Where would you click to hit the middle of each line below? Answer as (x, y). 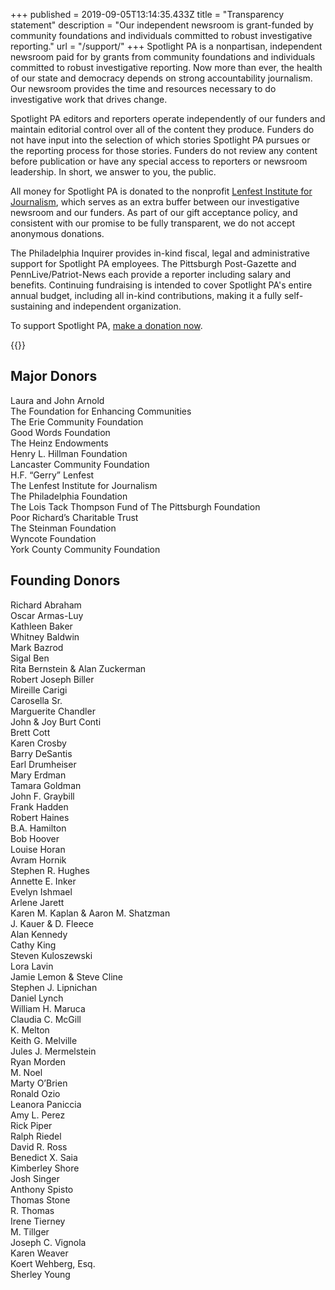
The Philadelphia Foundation (69, 496)
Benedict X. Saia (44, 1157)
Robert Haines (40, 817)
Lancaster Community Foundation (80, 464)
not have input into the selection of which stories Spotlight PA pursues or (160, 140)
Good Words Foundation (60, 432)
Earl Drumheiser (43, 764)
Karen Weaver (39, 1253)
